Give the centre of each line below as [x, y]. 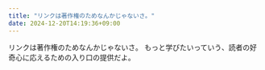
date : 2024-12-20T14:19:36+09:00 [64, 23]
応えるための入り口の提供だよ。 [82, 57]
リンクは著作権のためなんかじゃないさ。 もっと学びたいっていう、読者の [129, 47]
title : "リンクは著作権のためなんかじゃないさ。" [82, 16]
